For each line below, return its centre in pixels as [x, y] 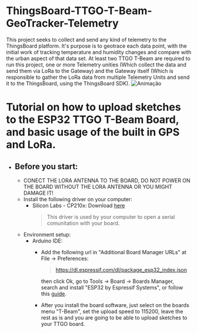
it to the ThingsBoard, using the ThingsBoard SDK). [68, 83]
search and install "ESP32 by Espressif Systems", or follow [112, 287]
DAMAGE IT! [39, 193]
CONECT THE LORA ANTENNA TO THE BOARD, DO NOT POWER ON [107, 180]
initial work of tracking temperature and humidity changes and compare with [99, 52]
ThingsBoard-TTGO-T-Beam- [79, 11]
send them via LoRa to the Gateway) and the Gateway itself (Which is [90, 71]
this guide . [54, 294]
